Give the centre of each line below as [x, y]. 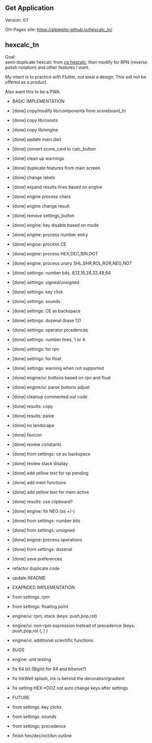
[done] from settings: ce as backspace [51, 454]
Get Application [29, 8]
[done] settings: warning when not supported [58, 368]
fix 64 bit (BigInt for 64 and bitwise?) [49, 669]
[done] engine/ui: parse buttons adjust [51, 387]
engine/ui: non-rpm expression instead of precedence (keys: [74, 625]
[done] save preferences [37, 558]
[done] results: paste [33, 416]
